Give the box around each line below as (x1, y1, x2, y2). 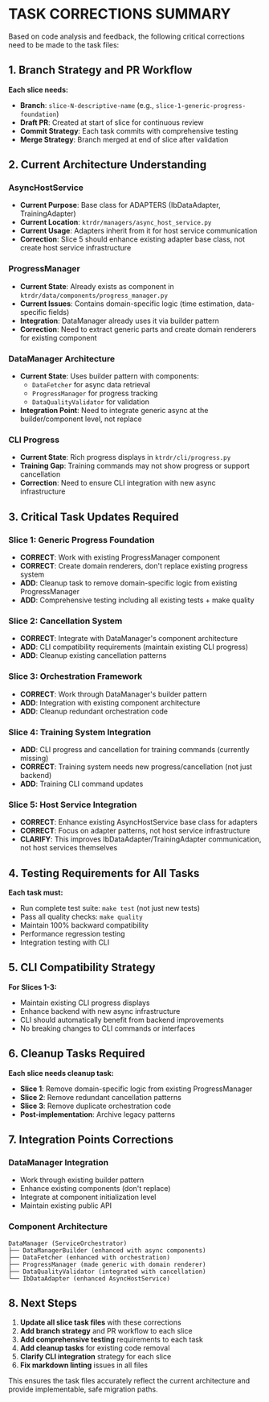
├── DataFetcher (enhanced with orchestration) (8, 1253, 171, 1261)
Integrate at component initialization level (19, 1193, 157, 1202)
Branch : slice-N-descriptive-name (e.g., (19, 100, 154, 110)
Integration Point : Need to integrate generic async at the (19, 406, 209, 416)
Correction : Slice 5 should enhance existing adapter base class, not (19, 234, 245, 244)
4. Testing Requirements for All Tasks (8, 866, 200, 880)
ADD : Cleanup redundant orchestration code (19, 706, 169, 716)
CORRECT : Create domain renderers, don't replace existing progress (19, 561, 248, 571)
